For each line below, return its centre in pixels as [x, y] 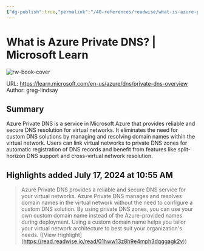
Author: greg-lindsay [32, 90]
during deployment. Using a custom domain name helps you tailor [104, 222]
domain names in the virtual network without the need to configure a [107, 203]
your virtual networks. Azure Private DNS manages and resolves [101, 196]
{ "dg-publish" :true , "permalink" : [49, 12]
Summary [25, 109]
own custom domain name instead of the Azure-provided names [102, 216]
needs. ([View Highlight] [51, 235]
